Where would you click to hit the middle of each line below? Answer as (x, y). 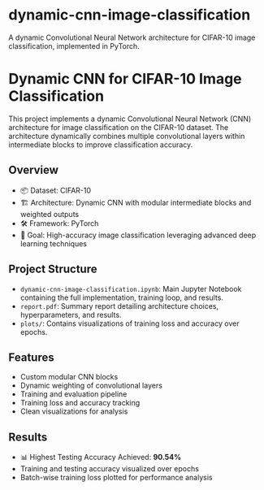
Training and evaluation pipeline (74, 394)
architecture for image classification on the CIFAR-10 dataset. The (119, 127)
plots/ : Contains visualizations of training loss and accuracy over (130, 323)
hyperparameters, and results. (71, 314)
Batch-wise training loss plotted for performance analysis (116, 478)
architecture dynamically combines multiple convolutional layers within (127, 136)
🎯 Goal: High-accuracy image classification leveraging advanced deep (138, 235)
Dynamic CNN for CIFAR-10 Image (125, 79)
